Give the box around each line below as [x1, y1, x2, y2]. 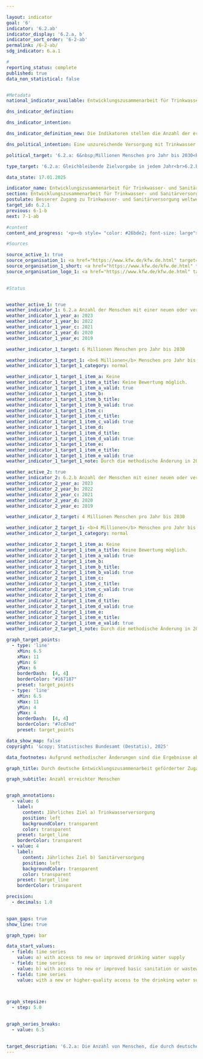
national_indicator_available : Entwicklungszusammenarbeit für [6, 98, 169, 104]
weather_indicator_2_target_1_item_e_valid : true [6, 620, 134, 626]
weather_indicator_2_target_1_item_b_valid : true [6, 569, 134, 576]
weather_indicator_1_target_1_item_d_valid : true [6, 436, 134, 442]
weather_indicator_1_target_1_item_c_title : [6, 413, 120, 419]
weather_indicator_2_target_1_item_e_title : [6, 614, 120, 621]
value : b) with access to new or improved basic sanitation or [17, 966, 180, 972]
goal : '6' [6, 19, 31, 26]
